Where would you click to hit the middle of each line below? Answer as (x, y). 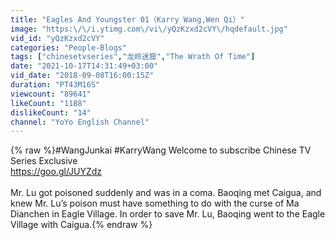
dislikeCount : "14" (51, 112)
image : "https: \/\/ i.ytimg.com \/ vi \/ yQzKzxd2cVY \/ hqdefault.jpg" (149, 29)
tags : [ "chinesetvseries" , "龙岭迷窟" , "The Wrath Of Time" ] (133, 57)
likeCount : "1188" (48, 103)
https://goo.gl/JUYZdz (56, 172)
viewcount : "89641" (51, 94)
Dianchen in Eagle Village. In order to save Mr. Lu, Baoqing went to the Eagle (168, 214)
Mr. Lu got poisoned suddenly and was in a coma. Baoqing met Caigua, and (166, 193)
